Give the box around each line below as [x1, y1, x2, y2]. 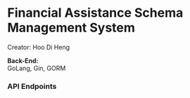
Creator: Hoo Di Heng [7, 43, 70, 51]
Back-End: [7, 56, 39, 64]
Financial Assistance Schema [7, 5, 184, 21]
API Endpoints [7, 81, 57, 91]
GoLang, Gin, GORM [7, 64, 66, 72]
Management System [7, 20, 136, 36]
